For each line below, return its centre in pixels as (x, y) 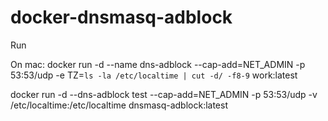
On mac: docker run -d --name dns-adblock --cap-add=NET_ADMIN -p (158, 64)
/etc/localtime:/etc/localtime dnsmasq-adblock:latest (119, 105)
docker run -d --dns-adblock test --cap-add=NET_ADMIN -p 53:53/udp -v (164, 94)
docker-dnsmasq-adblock (121, 17)
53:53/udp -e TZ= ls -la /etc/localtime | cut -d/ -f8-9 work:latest (154, 75)
